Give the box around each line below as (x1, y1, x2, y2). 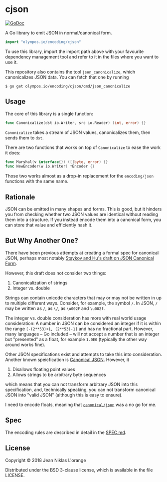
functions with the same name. (5, 178, 69, 184)
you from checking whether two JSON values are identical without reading (5, 211, 159, 217)
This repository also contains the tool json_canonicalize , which (5, 68, 136, 74)
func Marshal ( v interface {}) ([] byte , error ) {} (5, 159, 108, 164)
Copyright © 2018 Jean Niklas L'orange (5, 457, 86, 463)
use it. (5, 59, 18, 65)
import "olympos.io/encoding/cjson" (5, 39, 81, 44)
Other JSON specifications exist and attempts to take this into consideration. (5, 351, 162, 357)
